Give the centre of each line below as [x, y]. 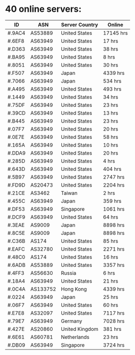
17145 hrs [115, 33]
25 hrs [111, 297]
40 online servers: [43, 9]
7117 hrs [114, 313]
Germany [71, 321]
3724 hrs [114, 345]
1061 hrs [114, 209]
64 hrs [111, 217]
